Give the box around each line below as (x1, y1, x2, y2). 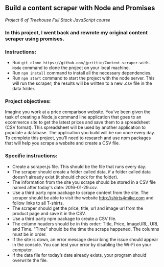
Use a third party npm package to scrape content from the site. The (12, 190, 149, 195)
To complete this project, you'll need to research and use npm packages (5, 135, 151, 141)
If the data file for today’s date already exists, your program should (12, 252, 147, 258)
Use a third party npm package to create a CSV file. (12, 216, 117, 221)
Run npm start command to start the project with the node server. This (12, 75, 155, 81)
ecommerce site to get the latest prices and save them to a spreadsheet (5, 120, 150, 125)
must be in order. (12, 231, 47, 237)
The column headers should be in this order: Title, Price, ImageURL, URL (12, 220, 159, 227)
